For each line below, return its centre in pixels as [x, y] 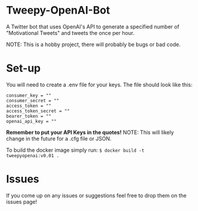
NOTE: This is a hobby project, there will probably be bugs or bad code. [93, 44]
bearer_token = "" [29, 116]
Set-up [23, 68]
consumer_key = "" [29, 95]
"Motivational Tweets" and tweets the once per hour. [70, 33]
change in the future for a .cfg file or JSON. [59, 138]
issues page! [22, 202]
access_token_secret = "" [38, 111]
